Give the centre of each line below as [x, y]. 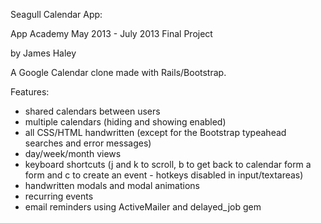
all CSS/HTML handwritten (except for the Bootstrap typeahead [155, 132]
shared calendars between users [92, 111]
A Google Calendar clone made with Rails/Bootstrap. [118, 72]
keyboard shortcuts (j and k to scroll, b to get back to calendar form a [168, 164]
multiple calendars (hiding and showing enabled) [125, 122]
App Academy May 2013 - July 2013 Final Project [111, 33]
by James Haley [43, 53]
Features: [30, 92]
